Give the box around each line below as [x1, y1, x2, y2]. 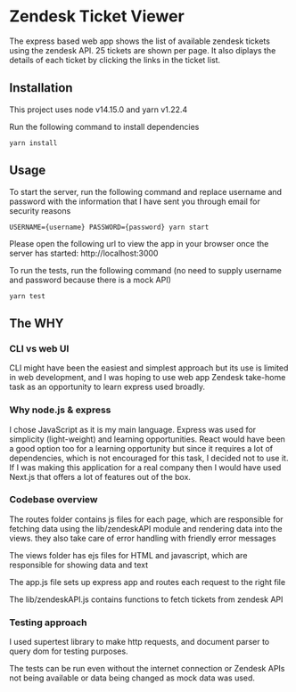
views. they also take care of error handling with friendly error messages [9, 533, 276, 543]
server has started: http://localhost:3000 [9, 248, 159, 258]
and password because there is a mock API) [9, 274, 172, 285]
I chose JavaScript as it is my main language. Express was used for [9, 424, 257, 435]
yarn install [9, 138, 58, 148]
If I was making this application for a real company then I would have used [9, 461, 282, 473]
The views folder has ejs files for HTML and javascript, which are [9, 550, 248, 560]
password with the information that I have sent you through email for [9, 196, 261, 207]
